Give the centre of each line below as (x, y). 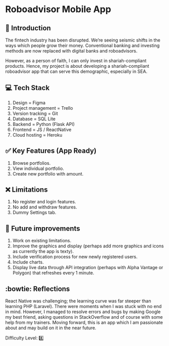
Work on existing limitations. (42, 241)
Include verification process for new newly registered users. (75, 257)
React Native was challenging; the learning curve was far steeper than (78, 301)
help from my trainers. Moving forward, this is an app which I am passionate (84, 323)
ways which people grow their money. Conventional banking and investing (82, 46)
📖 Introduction (28, 28)
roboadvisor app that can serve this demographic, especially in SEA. (76, 71)
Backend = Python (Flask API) (43, 124)
